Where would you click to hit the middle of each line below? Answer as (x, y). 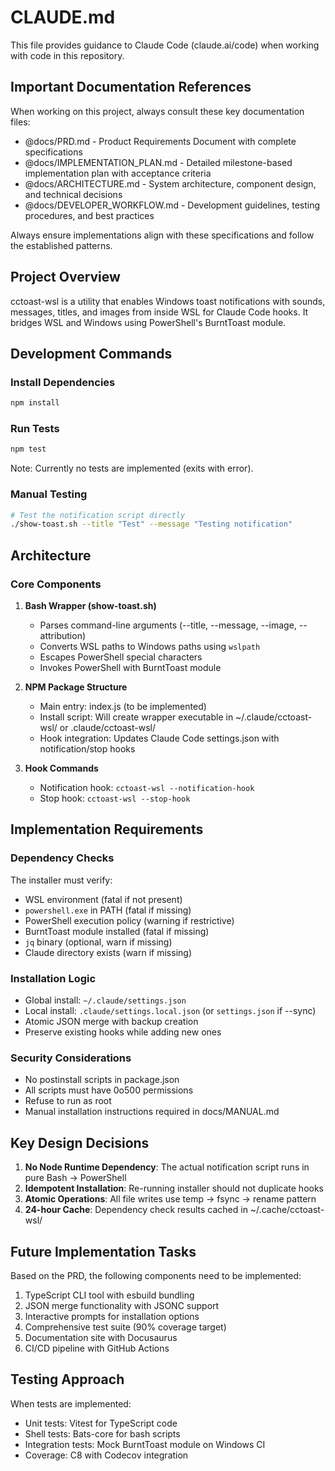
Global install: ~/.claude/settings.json (105, 1000)
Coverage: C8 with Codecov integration (106, 1455)
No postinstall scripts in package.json (102, 1080)
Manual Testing (49, 494)
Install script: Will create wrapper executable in (136, 717)
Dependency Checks (62, 858)
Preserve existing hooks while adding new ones (123, 1032)
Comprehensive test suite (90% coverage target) (125, 1327)
